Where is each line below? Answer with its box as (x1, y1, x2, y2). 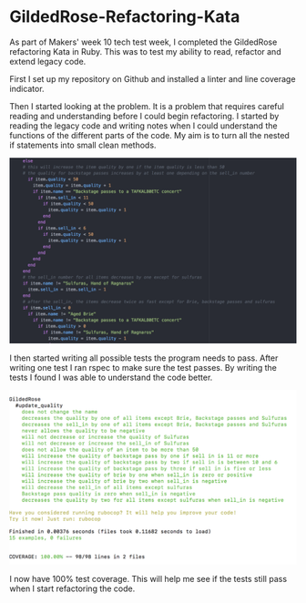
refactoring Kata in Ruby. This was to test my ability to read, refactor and (9, 46, 281, 56)
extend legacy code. (9, 56, 87, 66)
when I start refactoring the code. (9, 583, 136, 594)
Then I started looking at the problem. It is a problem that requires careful (9, 100, 285, 111)
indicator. (9, 83, 45, 94)
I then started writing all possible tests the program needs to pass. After (9, 353, 279, 363)
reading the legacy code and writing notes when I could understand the (9, 120, 278, 131)
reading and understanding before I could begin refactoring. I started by (9, 110, 280, 121)
